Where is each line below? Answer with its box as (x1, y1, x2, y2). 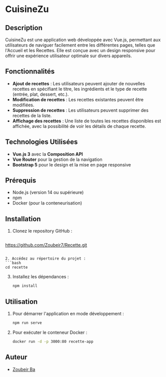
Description (5, 24, 42, 32)
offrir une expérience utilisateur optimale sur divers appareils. (5, 53, 132, 59)
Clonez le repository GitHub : (12, 228, 72, 234)
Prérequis (5, 176, 36, 185)
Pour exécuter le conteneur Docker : (12, 329, 87, 335)
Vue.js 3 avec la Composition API (12, 151, 83, 157)
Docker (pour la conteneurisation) (12, 200, 82, 206)
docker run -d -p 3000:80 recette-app (12, 339, 93, 344)
